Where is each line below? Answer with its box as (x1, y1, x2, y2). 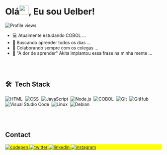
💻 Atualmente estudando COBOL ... (12, 32, 86, 38)
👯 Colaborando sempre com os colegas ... (12, 45, 98, 51)
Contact (5, 131, 31, 139)
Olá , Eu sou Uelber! (5, 6, 95, 17)
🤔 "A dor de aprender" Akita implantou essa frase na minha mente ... (12, 50, 153, 56)
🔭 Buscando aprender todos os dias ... (12, 39, 91, 45)
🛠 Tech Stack (5, 80, 51, 89)
